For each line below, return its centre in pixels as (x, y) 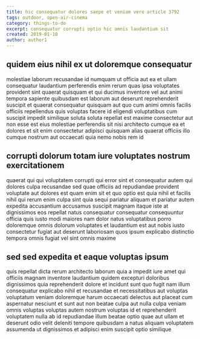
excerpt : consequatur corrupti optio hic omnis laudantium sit (88, 29)
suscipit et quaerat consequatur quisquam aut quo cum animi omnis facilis (99, 105)
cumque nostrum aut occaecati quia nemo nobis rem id (75, 137)
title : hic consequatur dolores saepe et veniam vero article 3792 (93, 12)
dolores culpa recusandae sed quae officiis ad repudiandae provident (93, 186)
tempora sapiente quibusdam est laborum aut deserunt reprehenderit (92, 98)
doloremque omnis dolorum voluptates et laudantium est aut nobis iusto (95, 225)
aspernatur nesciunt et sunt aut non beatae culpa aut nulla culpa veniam (96, 304)
